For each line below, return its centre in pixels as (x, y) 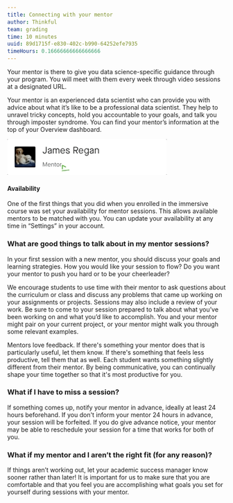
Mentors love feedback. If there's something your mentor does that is (106, 345)
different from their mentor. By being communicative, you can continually (112, 367)
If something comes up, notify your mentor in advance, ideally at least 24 (112, 407)
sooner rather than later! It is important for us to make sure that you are (109, 477)
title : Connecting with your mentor (60, 15)
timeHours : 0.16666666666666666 (54, 51)
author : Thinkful (32, 22)
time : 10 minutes (32, 37)
